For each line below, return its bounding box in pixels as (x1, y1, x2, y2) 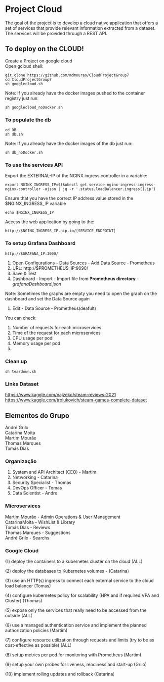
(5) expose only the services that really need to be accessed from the (5, 607, 147, 613)
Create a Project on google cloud (5, 58, 73, 64)
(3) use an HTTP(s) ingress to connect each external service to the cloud (5, 578, 154, 584)
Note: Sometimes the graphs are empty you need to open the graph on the (5, 291, 157, 296)
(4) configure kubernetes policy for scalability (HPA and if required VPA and (5, 592, 159, 598)
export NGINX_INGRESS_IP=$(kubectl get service (5, 182, 105, 188)
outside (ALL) (5, 612, 33, 618)
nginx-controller (5, 187, 41, 192)
